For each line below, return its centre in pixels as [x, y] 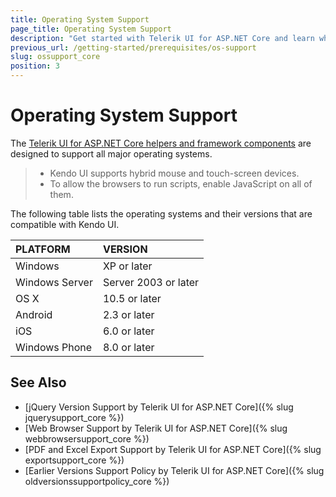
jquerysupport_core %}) [74, 417]
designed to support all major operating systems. [111, 153]
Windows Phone [54, 347]
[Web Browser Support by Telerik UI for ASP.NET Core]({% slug [156, 428]
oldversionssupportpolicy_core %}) [97, 481]
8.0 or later [128, 347]
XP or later [127, 266]
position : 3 [35, 66]
